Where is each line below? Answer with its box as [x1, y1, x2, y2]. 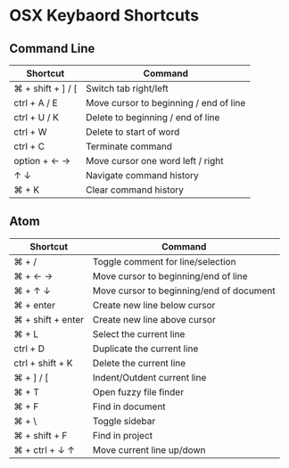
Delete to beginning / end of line [86, 111, 220, 123]
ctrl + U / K [13, 111, 60, 123]
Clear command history [86, 184, 185, 196]
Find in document [92, 400, 167, 413]
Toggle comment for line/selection [92, 255, 236, 267]
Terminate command [86, 140, 172, 152]
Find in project [92, 429, 153, 441]
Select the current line [92, 327, 186, 340]
